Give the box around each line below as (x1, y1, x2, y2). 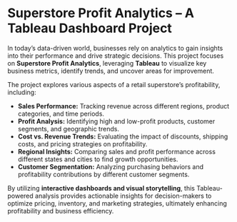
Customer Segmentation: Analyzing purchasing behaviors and (17, 162, 204, 171)
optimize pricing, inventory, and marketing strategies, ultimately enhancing (7, 198, 227, 208)
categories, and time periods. (17, 109, 105, 118)
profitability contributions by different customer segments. (17, 170, 190, 178)
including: (7, 88, 37, 96)
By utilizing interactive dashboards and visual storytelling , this (7, 183, 195, 192)
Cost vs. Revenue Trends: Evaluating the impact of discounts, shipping (17, 132, 228, 141)
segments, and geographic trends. (17, 124, 120, 133)
